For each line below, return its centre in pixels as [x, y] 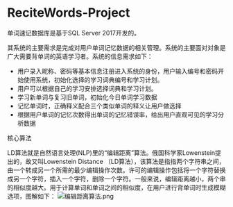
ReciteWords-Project [69, 13]
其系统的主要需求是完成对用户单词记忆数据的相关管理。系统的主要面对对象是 [116, 47]
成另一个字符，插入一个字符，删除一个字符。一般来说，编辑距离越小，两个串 [116, 179]
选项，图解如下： [32, 196]
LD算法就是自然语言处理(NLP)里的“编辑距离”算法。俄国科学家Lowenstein [111, 152]
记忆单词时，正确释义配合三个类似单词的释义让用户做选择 [99, 106]
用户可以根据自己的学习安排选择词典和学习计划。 [87, 88]
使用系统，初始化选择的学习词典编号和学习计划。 [93, 80]
